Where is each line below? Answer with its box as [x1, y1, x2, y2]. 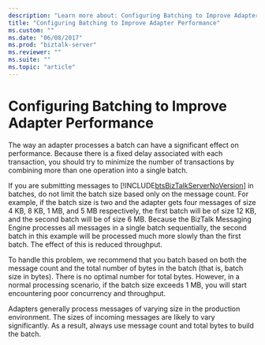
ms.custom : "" [8, 26, 55, 34]
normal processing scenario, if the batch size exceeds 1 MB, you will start [8, 280, 247, 290]
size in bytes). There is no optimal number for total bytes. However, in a [8, 271, 241, 281]
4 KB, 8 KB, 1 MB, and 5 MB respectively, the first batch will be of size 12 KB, [8, 206, 257, 215]
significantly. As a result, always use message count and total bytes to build [8, 320, 255, 330]
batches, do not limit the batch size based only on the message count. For [8, 189, 249, 199]
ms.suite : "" [8, 56, 51, 64]
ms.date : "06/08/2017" [8, 33, 83, 42]
